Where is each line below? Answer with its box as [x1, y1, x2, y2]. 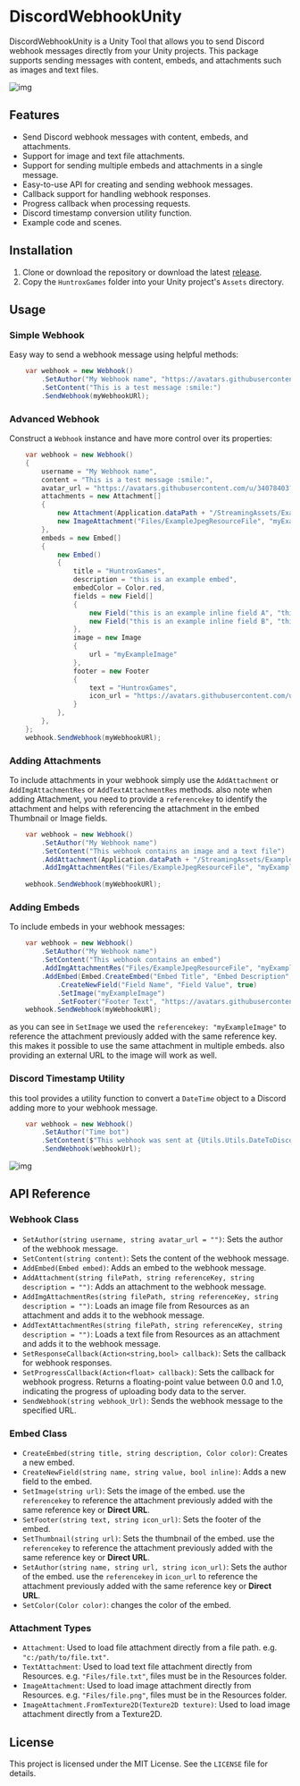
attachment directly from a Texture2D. [21, 1709, 162, 1720]
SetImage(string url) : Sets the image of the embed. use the [21, 1485, 246, 1496]
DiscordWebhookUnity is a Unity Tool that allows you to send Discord [9, 36, 265, 47]
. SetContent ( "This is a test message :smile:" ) [41, 383, 221, 392]
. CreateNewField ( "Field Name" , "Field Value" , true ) [56, 980, 257, 990]
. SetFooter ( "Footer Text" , [56, 997, 158, 1006]
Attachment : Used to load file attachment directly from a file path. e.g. [21, 1642, 278, 1653]
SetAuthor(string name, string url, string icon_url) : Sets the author [21, 1561, 287, 1572]
